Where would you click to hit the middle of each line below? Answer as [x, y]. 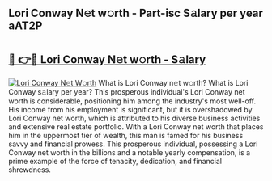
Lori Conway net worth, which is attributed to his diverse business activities [134, 118]
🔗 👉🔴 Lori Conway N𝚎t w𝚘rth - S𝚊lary [107, 59]
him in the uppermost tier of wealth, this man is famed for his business [126, 135]
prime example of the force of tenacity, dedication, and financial [115, 161]
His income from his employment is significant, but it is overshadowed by [130, 109]
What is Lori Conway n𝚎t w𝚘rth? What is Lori [173, 83]
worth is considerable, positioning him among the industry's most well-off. [132, 101]
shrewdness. [30, 170]
